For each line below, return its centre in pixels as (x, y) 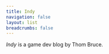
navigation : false (28, 17)
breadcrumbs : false (30, 28)
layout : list (22, 22)
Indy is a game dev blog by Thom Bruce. (54, 45)
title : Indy (20, 11)
